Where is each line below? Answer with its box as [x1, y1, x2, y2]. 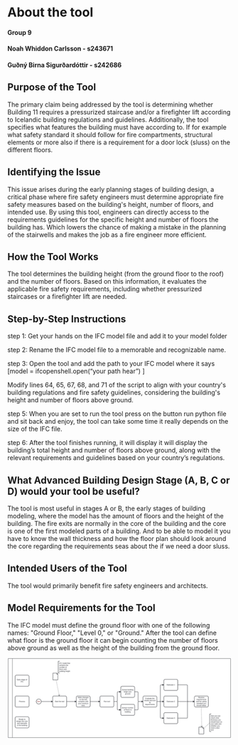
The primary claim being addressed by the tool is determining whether [7, 100, 214, 109]
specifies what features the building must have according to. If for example [7, 122, 227, 132]
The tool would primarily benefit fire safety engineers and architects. [7, 581, 208, 590]
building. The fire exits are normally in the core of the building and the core [7, 520, 227, 528]
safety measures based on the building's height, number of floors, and [7, 200, 214, 208]
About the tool [7, 4, 94, 21]
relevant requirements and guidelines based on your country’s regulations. [7, 454, 225, 462]
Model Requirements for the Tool [7, 602, 156, 614]
